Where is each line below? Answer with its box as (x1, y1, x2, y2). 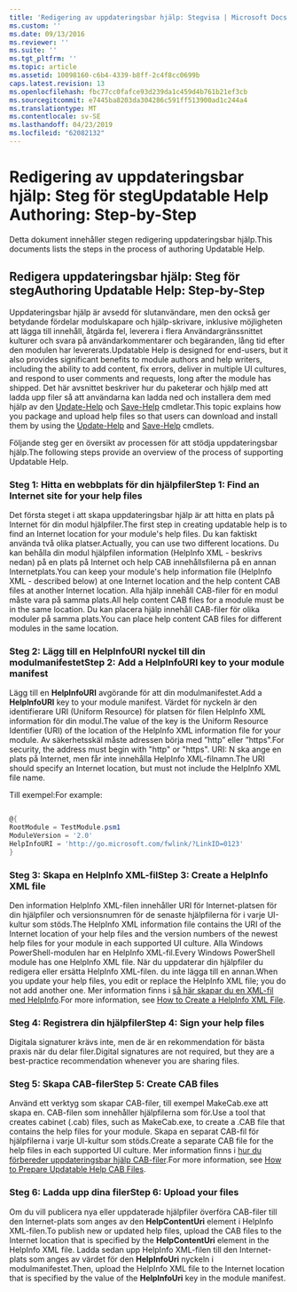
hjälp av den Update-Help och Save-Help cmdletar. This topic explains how (9, 401, 282, 411)
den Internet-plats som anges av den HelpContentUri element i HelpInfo (9, 1216, 274, 1226)
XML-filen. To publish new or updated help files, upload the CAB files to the (9, 1225, 282, 1236)
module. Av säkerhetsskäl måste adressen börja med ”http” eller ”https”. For (9, 735, 285, 746)
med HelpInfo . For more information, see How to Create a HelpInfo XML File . (9, 994, 285, 1005)
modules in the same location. (9, 623, 120, 634)
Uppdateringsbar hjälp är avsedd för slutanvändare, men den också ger (9, 307, 270, 317)
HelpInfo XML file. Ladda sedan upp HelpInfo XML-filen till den (9, 1244, 238, 1255)
